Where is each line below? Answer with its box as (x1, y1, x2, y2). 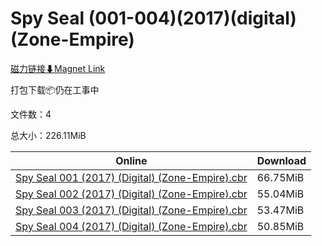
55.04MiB (256, 187, 305, 201)
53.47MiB (256, 203, 305, 217)
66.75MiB (256, 170, 305, 184)
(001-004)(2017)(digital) (88, 7, 297, 30)
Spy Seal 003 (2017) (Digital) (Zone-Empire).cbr (15, 203, 248, 217)
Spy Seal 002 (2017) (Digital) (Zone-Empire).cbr (15, 187, 248, 201)
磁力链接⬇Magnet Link (10, 62, 106, 74)
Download (256, 153, 307, 167)
